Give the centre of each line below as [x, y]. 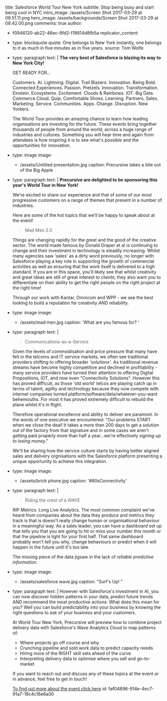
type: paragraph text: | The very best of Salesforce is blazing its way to [86, 58]
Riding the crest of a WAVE [52, 500]
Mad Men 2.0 [38, 230]
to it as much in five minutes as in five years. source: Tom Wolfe [78, 48]
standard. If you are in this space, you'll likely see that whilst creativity [84, 272]
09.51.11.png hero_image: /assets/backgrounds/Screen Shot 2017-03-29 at [82, 18]
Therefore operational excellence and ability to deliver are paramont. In [85, 414]
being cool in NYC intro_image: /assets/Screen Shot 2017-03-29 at [74, 13]
